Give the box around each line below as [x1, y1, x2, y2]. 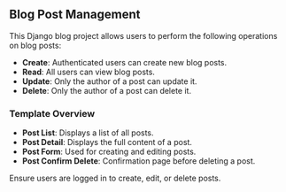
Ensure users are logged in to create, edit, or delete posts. [9, 173, 221, 184]
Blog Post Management [9, 7, 141, 22]
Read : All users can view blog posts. [21, 66, 155, 77]
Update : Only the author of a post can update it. [21, 75, 197, 87]
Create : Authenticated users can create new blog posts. [21, 57, 228, 67]
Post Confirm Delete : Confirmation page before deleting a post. [21, 156, 256, 166]
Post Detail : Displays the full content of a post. [21, 137, 193, 148]
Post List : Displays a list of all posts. [21, 127, 154, 138]
